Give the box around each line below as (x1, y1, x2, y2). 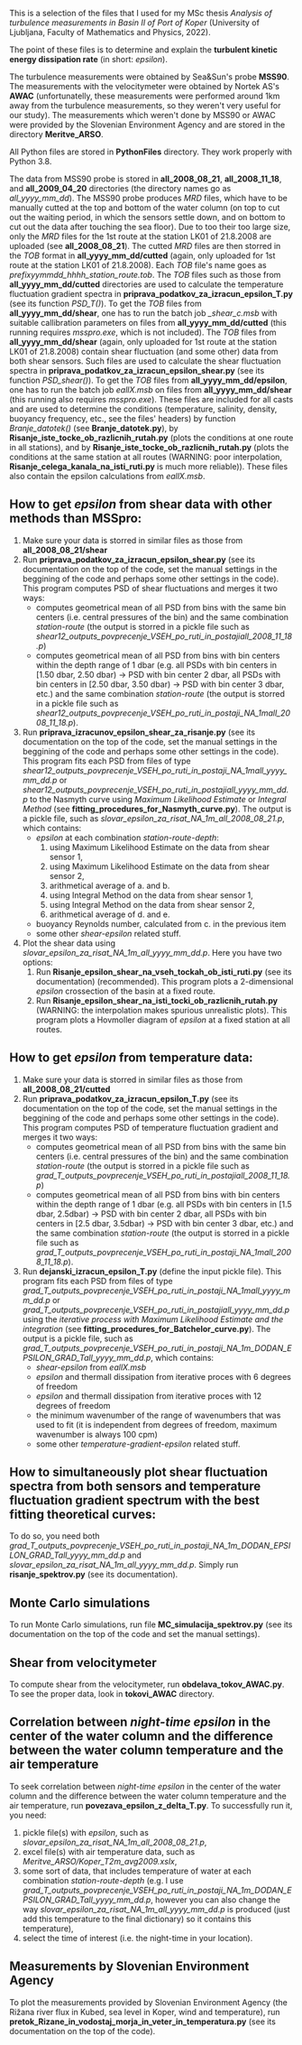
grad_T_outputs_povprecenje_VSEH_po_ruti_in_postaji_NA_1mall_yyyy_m (22, 1285, 291, 1296)
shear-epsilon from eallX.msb (35, 1362, 147, 1373)
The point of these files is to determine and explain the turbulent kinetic (9, 44, 278, 55)
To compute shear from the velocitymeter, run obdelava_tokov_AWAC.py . (9, 1679, 285, 1690)
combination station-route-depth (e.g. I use (22, 1874, 184, 1885)
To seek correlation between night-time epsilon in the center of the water (9, 1781, 281, 1791)
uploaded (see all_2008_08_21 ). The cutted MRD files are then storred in (9, 241, 281, 251)
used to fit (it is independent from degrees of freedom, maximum (35, 1419, 278, 1430)
